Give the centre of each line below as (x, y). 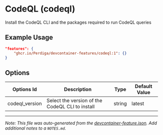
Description (78, 90)
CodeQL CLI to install (71, 106)
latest (138, 104)
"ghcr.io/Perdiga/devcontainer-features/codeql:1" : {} (70, 53)
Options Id (25, 90)
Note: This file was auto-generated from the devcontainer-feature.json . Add (81, 123)
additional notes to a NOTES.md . (36, 128)
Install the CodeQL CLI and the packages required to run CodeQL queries (78, 22)
